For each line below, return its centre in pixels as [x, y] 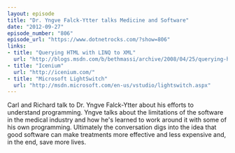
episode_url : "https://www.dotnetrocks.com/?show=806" [89, 40]
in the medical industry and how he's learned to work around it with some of [117, 120]
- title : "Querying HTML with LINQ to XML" [72, 53]
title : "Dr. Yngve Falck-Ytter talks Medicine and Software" [98, 20]
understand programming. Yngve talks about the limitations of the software [115, 112]
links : [17, 46]
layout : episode [31, 14]
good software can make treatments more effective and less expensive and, [117, 135]
